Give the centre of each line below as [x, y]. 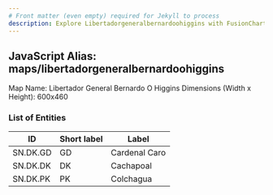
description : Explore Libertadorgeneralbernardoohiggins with [116, 23]
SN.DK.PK [32, 179]
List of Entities [37, 118]
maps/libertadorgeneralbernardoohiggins [117, 68]
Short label [81, 138]
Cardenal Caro [139, 152]
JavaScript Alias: [53, 56]
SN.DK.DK [32, 165]
